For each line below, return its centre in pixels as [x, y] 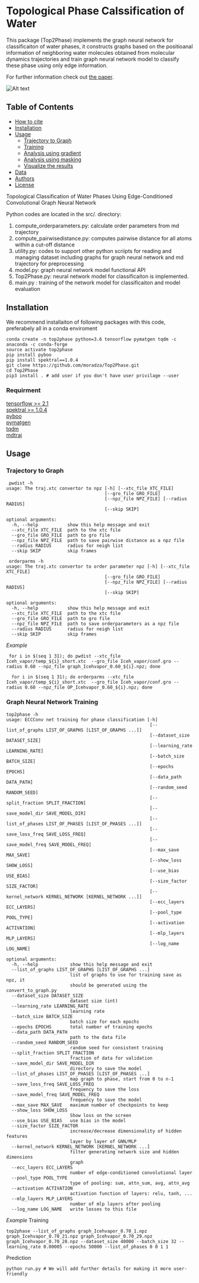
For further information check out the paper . [60, 77]
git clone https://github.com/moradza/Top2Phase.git [73, 365]
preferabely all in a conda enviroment [52, 328]
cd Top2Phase [22, 370]
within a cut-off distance [45, 245]
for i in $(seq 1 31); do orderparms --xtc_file [73, 677]
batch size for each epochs [105, 1022]
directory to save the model [106, 1068]
